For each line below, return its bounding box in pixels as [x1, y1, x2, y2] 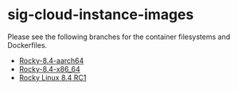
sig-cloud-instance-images [7, 6, 194, 24]
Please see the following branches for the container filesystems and [7, 32, 231, 41]
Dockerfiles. [7, 40, 48, 49]
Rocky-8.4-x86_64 [18, 64, 80, 73]
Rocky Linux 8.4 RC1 [18, 72, 87, 82]
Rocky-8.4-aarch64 [18, 56, 84, 65]
